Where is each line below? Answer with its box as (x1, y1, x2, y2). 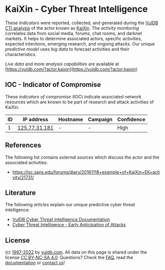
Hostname (58, 116, 83, 123)
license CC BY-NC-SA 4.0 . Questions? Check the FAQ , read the (5, 255, 133, 261)
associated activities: (5, 159, 48, 165)
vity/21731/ (12, 174, 34, 180)
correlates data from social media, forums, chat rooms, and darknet (5, 30, 142, 36)
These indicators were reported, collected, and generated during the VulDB (5, 20, 159, 26)
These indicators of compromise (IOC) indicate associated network (5, 93, 142, 99)
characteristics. (5, 51, 37, 57)
